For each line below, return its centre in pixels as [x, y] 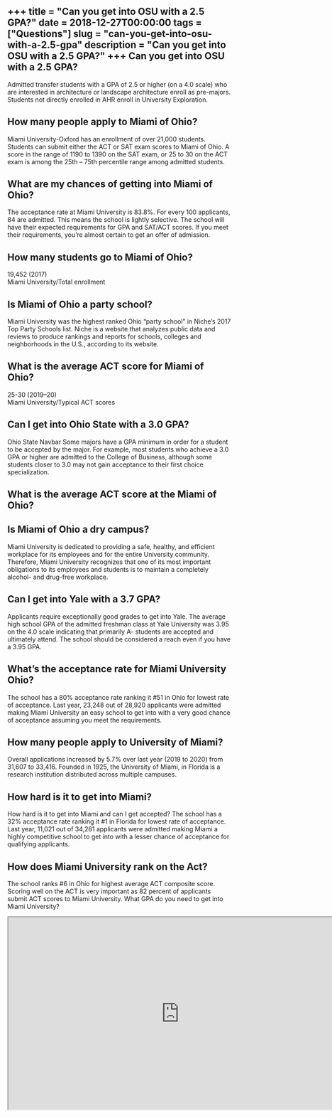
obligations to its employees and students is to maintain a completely [108, 569]
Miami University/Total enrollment [56, 282]
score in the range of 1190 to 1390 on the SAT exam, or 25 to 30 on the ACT [118, 154]
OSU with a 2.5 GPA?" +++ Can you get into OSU [116, 56]
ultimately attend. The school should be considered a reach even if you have [119, 639]
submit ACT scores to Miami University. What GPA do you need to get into [115, 898]
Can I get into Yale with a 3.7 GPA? [84, 599]
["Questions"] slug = [54, 34]
